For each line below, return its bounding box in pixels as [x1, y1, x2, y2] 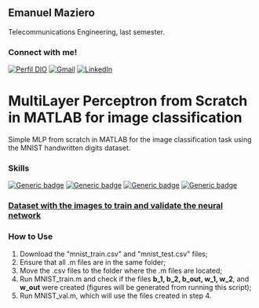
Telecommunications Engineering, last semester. [8, 27, 165, 36]
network [8, 210, 42, 221]
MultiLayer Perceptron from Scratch [8, 92, 248, 110]
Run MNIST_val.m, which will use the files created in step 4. [19, 291, 212, 300]
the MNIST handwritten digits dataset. [8, 143, 131, 152]
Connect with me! [8, 46, 78, 57]
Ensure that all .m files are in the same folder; [19, 257, 166, 266]
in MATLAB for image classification [8, 109, 243, 126]
